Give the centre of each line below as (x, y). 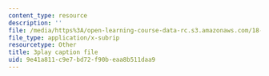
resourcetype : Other (43, 45)
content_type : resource (48, 15)
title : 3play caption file (53, 52)
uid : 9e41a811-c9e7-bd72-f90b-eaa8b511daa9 (82, 60)
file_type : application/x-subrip (64, 38)
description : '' (35, 23)
